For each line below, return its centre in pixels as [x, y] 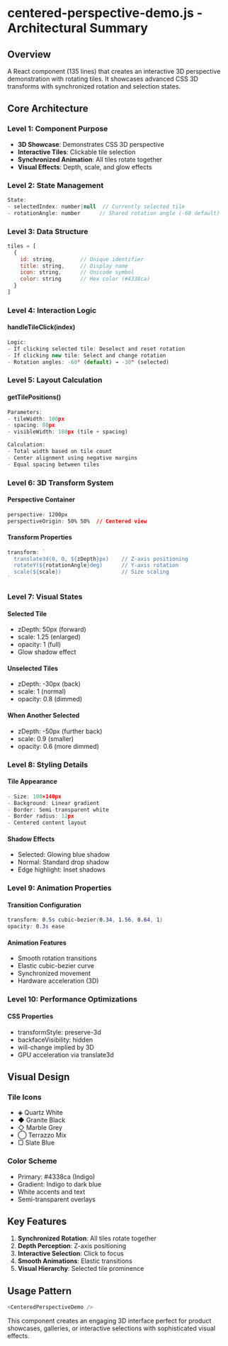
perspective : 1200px [38, 515]
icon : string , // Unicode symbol [77, 272]
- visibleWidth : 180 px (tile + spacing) [68, 432]
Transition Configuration [44, 905]
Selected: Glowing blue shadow [64, 855]
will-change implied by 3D [56, 1047]
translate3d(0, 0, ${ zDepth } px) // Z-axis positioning [101, 559]
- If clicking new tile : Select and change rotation [87, 355]
